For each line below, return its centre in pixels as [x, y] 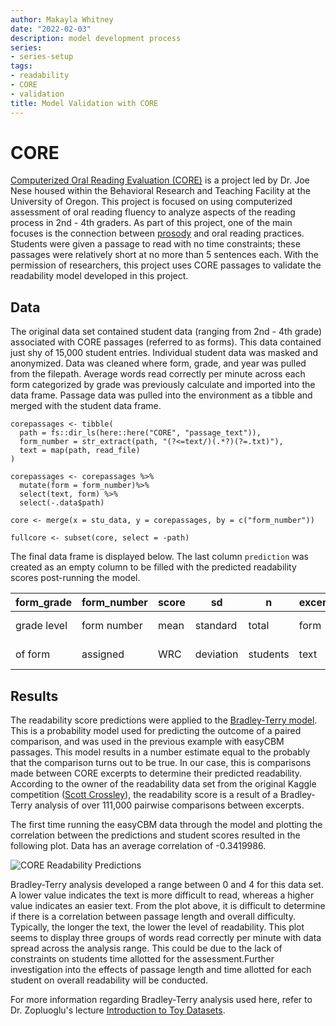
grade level [41, 626]
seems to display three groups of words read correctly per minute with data [166, 938]
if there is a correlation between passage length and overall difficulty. [153, 917]
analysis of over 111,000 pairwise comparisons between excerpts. [169, 805]
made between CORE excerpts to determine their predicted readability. [156, 773]
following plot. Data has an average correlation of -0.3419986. [138, 846]
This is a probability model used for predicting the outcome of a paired [156, 731]
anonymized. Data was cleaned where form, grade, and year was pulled [158, 363]
